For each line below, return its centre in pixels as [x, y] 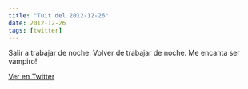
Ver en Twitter [32, 77]
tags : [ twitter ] [35, 30]
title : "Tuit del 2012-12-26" [59, 15]
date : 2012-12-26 [37, 23]
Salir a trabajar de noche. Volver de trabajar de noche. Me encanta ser [124, 53]
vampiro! [23, 61]
